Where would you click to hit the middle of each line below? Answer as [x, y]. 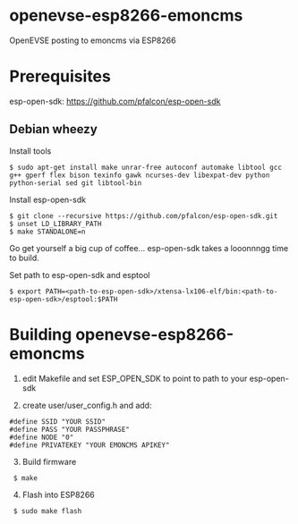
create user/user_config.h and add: [87, 405]
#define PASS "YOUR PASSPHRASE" [69, 429]
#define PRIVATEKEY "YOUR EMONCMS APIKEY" [89, 445]
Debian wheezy [54, 129]
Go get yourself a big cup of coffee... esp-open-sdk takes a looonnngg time [149, 248]
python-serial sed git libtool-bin [76, 183]
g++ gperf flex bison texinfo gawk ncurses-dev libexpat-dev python [140, 175]
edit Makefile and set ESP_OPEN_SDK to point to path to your [135, 378]
